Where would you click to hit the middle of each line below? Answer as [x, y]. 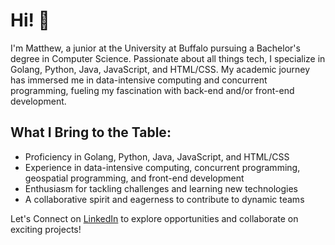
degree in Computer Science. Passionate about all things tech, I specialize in [168, 58]
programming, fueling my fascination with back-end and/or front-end [152, 90]
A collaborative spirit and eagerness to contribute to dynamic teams [164, 199]
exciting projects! [46, 229]
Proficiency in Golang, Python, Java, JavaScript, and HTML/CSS [157, 156]
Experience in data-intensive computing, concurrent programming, [162, 167]
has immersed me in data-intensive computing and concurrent [139, 80]
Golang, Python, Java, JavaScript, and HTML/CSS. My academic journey [160, 69]
